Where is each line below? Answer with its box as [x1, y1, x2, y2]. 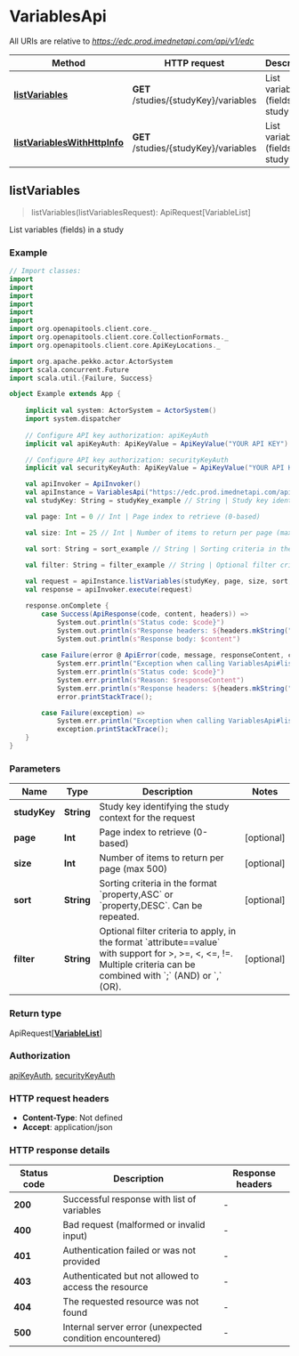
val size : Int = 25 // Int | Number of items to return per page [25, 528, 273, 537]
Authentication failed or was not [62, 1244, 196, 1256]
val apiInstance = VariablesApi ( [25, 488, 149, 497]
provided [62, 1255, 101, 1268]
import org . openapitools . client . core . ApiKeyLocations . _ [9, 341, 221, 350]
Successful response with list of [62, 1193, 197, 1206]
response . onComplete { [25, 601, 109, 610]
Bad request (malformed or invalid [62, 1219, 206, 1231]
